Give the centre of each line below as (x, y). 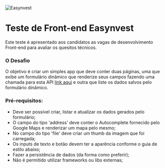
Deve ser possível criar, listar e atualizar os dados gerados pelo (78, 111)
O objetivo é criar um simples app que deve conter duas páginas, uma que (82, 72)
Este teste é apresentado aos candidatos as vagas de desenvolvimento (79, 42)
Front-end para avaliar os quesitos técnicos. (51, 47)
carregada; (24, 138)
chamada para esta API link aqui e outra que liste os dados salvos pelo (79, 82)
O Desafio (18, 61)
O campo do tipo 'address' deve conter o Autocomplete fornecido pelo (86, 122)
